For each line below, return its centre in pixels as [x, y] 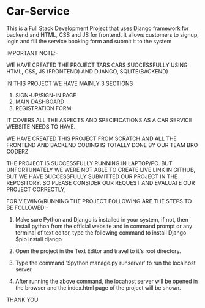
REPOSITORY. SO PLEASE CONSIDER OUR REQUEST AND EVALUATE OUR [101, 182]
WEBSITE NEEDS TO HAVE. [41, 126]
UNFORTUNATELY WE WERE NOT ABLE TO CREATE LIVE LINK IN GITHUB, [101, 170]
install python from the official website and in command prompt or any [104, 226]
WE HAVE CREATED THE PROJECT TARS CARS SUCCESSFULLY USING [97, 65]
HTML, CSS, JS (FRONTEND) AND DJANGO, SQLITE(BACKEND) [87, 71]
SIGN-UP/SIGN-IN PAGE [46, 95]
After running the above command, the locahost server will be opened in [106, 281]
